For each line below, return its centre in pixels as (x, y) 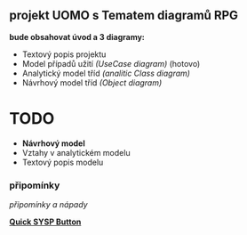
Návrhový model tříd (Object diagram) (92, 82)
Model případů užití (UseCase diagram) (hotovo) (111, 63)
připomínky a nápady (48, 205)
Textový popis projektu (64, 54)
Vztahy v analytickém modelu (76, 152)
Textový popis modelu (63, 162)
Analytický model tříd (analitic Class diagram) (106, 73)
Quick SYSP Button (45, 222)
